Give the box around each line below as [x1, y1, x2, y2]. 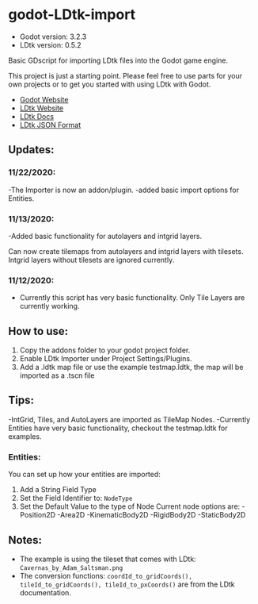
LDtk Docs [19, 111, 54, 121]
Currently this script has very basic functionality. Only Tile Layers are [19, 293, 245, 302]
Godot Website [19, 94, 69, 104]
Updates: [8, 143, 55, 156]
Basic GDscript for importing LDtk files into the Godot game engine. [8, 56, 228, 65]
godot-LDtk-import [8, 6, 136, 24]
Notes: [8, 533, 42, 547]
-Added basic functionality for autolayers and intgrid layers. [8, 231, 203, 240]
